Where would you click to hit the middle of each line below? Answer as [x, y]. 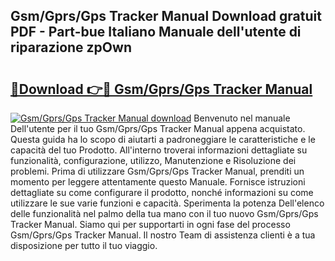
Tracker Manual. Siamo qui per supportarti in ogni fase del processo [150, 224]
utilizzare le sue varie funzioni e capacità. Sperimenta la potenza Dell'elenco [167, 203]
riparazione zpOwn [71, 47]
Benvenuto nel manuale [242, 118]
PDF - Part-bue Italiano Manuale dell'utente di [156, 32]
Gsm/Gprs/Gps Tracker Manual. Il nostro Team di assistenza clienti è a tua [163, 235]
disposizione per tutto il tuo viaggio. [84, 245]
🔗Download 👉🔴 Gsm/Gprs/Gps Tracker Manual [161, 89]
